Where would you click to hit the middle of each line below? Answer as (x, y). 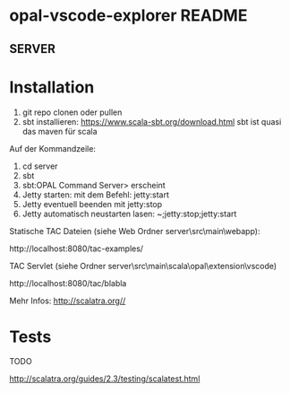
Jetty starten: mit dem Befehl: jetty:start (96, 195)
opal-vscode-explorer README (128, 16)
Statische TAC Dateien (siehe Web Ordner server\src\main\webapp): (135, 231)
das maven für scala (60, 131)
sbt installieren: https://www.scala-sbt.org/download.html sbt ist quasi (152, 121)
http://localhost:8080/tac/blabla (68, 283)
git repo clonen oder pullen (72, 112)
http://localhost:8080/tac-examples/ (77, 249)
